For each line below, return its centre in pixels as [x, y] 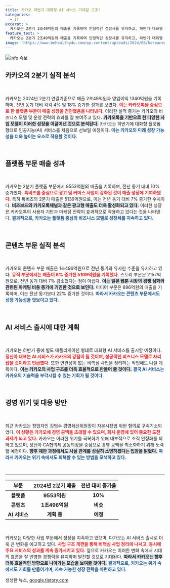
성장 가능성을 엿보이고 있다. [32, 300]
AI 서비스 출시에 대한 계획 [42, 327]
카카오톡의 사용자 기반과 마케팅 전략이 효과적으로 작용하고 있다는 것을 [79, 212]
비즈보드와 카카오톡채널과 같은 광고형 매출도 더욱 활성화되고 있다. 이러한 [82, 205]
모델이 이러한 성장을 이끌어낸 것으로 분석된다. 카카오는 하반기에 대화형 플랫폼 [86, 123]
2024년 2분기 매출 [54, 485]
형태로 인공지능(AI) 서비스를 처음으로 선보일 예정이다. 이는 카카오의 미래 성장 [80, 130]
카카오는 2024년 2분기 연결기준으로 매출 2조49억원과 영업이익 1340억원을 [79, 98]
